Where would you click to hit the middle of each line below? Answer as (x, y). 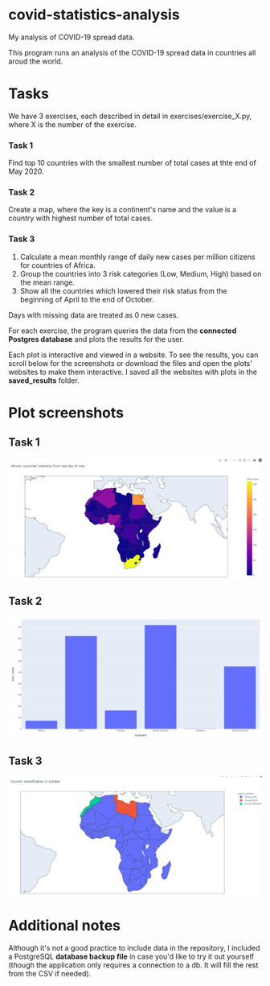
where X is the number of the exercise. (72, 124)
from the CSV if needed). (50, 974)
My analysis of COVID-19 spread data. (72, 37)
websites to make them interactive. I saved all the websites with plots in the (133, 372)
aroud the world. (36, 61)
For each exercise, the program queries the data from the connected (123, 331)
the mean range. (47, 282)
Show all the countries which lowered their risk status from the (123, 290)
